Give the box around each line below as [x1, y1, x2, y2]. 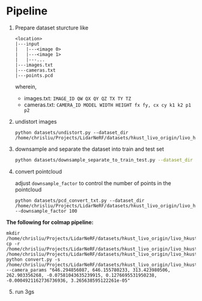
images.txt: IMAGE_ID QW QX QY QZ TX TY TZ [23, 94, 131, 102]
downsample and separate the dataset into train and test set [14, 145, 164, 153]
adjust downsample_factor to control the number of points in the [14, 179, 171, 187]
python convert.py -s [6, 257, 61, 263]
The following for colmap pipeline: [6, 218, 94, 226]
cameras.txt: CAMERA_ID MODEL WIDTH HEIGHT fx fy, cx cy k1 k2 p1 [23, 101, 191, 108]
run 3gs [14, 288, 35, 295]
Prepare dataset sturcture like [14, 24, 89, 31]
